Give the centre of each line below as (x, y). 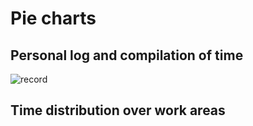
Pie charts (53, 18)
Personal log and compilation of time (127, 55)
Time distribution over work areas (118, 110)
